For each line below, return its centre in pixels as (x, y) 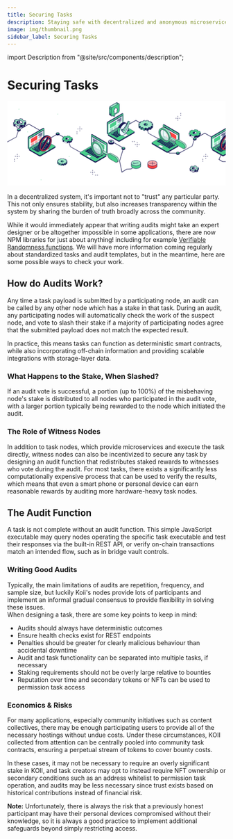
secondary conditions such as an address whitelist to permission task (107, 778)
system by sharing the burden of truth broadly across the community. (106, 211)
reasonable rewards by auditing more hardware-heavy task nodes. (102, 491)
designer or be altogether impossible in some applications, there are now (112, 232)
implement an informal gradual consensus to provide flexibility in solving (111, 600)
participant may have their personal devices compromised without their (109, 813)
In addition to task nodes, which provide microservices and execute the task (116, 447)
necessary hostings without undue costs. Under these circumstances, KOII (114, 735)
